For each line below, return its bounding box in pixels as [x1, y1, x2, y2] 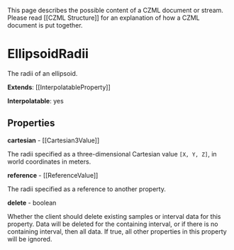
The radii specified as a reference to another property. [7, 184, 167, 193]
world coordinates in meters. [7, 157, 91, 166]
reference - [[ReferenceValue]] [7, 171, 99, 179]
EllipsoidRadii [7, 46, 89, 62]
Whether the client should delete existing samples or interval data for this [7, 212, 221, 220]
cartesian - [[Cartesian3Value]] [7, 136, 100, 144]
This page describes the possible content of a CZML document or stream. [7, 6, 223, 14]
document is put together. [7, 21, 83, 29]
